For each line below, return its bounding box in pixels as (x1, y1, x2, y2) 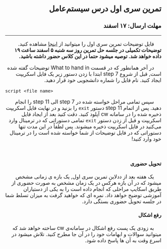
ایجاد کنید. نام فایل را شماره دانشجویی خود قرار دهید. (44, 77, 162, 84)
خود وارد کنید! (131, 135, 162, 142)
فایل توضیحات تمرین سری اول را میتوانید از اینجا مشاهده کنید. (18, 41, 155, 48)
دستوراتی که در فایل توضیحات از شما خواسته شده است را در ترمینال (9, 129, 162, 136)
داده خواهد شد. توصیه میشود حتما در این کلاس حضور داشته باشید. (19, 53, 162, 60)
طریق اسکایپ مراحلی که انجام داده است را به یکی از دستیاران (23, 186, 162, 193)
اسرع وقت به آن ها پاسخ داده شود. (85, 237, 162, 244)
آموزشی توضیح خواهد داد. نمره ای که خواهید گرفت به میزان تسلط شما (5, 192, 162, 199)
